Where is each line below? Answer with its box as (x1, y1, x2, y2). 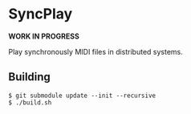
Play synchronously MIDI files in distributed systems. (8, 47, 183, 56)
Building (8, 70, 51, 84)
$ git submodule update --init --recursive (8, 92, 156, 100)
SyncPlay (8, 5, 73, 23)
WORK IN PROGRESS (8, 31, 80, 41)
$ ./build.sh (8, 98, 52, 107)
